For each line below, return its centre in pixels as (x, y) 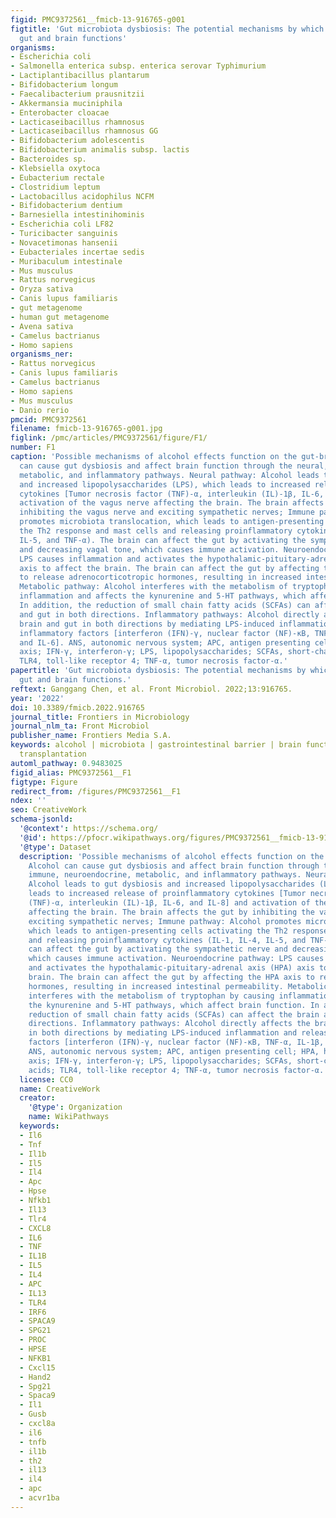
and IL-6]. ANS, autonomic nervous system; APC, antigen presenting (165, 642)
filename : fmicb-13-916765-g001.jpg (86, 429)
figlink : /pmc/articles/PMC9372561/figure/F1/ (109, 438)
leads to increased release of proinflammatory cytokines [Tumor (167, 894)
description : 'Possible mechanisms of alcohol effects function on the (172, 856)
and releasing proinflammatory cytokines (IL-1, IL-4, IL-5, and (167, 940)
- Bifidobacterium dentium (66, 206)
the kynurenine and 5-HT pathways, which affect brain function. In (174, 1005)
